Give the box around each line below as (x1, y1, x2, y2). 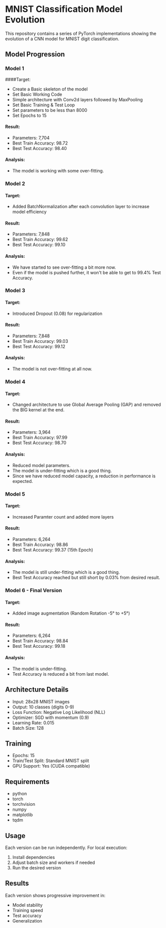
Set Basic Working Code (12, 91, 62, 97)
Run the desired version (12, 864, 61, 870)
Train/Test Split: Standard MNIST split (12, 758, 89, 764)
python (12, 791, 27, 797)
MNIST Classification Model (5, 3, 123, 15)
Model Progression (5, 50, 65, 59)
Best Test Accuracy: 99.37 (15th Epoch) (12, 546, 93, 552)
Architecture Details (5, 686, 69, 694)
